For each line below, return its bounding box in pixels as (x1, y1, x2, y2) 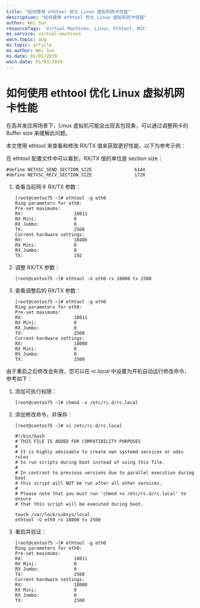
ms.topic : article (6, 42, 52, 48)
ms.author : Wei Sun (6, 48, 55, 54)
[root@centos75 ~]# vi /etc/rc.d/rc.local (14, 423, 122, 429)
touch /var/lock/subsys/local (14, 512, 91, 518)
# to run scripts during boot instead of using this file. (14, 459, 165, 466)
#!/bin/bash (14, 434, 45, 440)
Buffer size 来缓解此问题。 (6, 130, 71, 137)
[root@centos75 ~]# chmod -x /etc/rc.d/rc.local (14, 400, 139, 406)
